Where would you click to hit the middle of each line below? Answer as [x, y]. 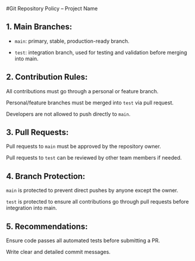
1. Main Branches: [39, 27]
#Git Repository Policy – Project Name [52, 9]
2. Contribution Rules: [47, 77]
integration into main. [32, 208]
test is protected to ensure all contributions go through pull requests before [97, 202]
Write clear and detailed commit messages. [58, 252]
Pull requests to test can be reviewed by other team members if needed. [94, 158]
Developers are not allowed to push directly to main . [68, 114]
